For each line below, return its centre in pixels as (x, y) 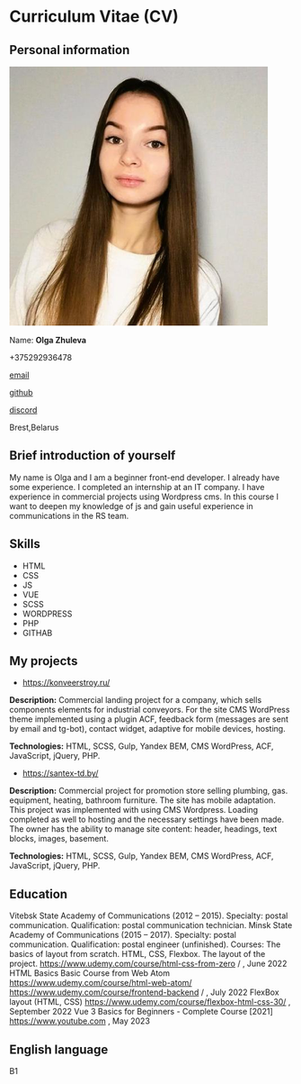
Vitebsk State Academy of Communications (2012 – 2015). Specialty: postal (149, 915)
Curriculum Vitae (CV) (94, 17)
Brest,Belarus (34, 427)
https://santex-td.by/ (60, 773)
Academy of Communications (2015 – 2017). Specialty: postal (123, 935)
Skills (25, 544)
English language (59, 1049)
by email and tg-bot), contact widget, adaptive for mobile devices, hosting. (147, 729)
